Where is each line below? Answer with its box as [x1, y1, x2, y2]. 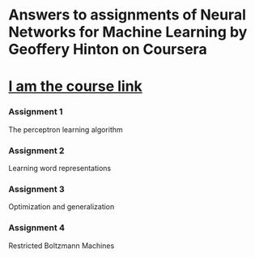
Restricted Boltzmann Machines [8, 241, 115, 251]
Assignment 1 [8, 106, 63, 118]
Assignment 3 [8, 183, 65, 195]
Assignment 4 [8, 222, 66, 233]
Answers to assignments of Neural [8, 6, 247, 24]
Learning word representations [8, 163, 112, 173]
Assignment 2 [8, 144, 65, 156]
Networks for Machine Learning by [8, 23, 248, 41]
